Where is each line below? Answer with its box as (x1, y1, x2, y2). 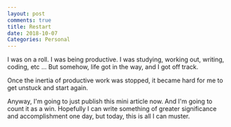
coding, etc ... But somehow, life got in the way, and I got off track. (7, 63, 199, 71)
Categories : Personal (7, 36, 71, 43)
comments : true (7, 17, 52, 24)
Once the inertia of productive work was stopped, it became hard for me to (7, 76, 223, 84)
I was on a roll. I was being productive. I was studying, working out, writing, (7, 55, 225, 63)
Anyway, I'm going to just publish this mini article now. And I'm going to (7, 97, 213, 105)
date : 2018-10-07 (7, 29, 58, 37)
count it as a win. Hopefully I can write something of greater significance (7, 105, 217, 113)
